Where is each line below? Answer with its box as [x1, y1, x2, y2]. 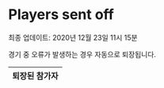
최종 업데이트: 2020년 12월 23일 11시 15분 [8, 33, 138, 42]
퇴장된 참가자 [12, 70, 59, 81]
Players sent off [8, 6, 115, 24]
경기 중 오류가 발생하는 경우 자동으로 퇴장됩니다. [8, 49, 157, 59]
